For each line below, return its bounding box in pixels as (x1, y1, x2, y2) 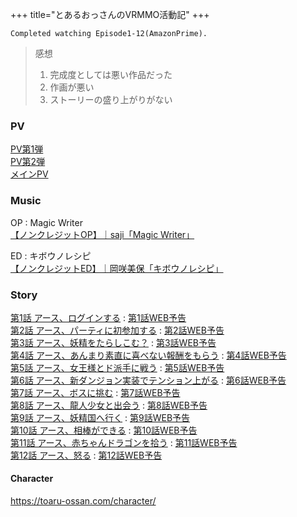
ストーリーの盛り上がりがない (49, 94, 173, 105)
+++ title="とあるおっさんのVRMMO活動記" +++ (10, 9, 210, 20)
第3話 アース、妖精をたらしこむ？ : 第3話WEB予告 (10, 336, 217, 348)
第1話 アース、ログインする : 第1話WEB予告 (10, 311, 187, 323)
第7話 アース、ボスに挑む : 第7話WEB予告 (10, 386, 181, 398)
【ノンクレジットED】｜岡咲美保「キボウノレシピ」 (10, 262, 224, 274)
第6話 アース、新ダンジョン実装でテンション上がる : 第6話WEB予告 (10, 374, 287, 386)
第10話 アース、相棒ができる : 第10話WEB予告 (10, 424, 198, 436)
